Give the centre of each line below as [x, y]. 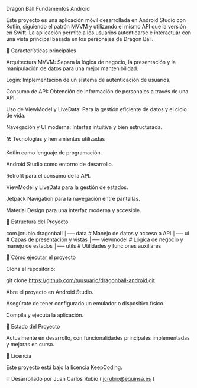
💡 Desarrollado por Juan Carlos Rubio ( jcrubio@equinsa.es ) [80, 379]
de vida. [16, 116]
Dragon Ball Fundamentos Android [48, 9]
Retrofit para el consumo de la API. [49, 176]
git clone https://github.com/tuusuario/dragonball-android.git [80, 280]
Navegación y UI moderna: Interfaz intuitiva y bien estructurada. [84, 127]
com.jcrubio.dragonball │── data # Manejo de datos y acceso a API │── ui [98, 233]
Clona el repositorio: [31, 269]
